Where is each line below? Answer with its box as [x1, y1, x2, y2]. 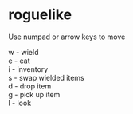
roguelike [8, 6, 72, 24]
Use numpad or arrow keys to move [8, 32, 126, 41]
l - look [8, 98, 32, 108]
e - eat [8, 56, 30, 65]
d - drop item [8, 81, 52, 91]
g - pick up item [8, 89, 61, 99]
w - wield [8, 47, 39, 57]
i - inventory [8, 64, 49, 73]
